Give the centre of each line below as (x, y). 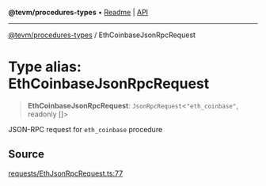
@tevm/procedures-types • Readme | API (78, 12)
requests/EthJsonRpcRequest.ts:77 (66, 173)
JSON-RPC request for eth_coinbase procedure (85, 129)
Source (27, 154)
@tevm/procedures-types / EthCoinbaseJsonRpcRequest (102, 35)
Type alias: (45, 67)
